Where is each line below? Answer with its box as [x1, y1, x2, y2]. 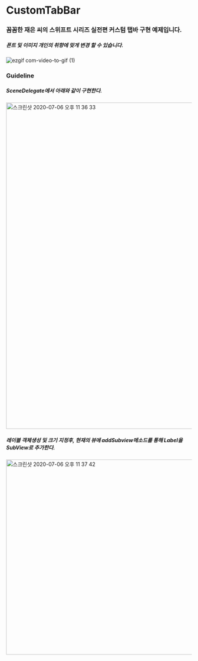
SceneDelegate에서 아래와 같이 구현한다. [6, 87, 103, 94]
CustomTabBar [6, 4, 81, 17]
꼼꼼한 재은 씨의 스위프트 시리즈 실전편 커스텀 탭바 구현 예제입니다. [6, 26, 182, 34]
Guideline [6, 72, 34, 80]
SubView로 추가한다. [6, 444, 55, 451]
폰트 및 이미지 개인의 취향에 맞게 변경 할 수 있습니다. [6, 41, 124, 48]
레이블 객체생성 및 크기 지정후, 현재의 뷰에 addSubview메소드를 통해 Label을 [6, 436, 183, 443]
